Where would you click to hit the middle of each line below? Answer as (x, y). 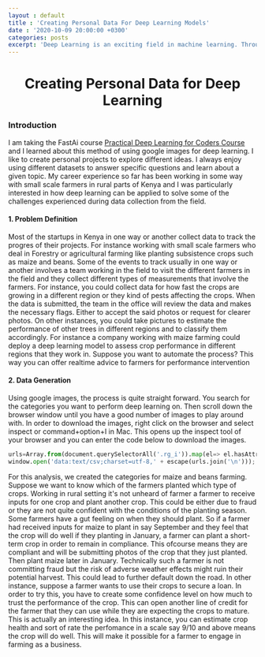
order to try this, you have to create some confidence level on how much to (130, 594)
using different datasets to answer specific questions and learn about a (124, 167)
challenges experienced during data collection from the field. (107, 201)
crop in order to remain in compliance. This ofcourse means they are (136, 543)
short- (240, 535)
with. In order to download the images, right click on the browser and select (131, 424)
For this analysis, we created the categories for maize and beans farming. (128, 476)
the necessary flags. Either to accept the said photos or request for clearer (129, 312)
